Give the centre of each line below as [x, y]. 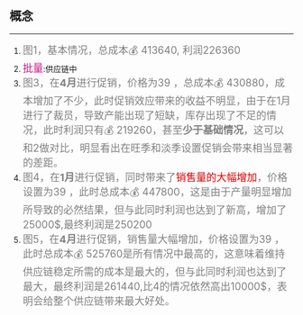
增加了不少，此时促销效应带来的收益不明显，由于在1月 [162, 100]
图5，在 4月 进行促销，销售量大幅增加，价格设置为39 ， [154, 239]
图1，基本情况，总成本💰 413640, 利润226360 [131, 50]
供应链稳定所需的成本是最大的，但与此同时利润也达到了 [154, 271]
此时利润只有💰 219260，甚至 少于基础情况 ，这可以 [164, 130]
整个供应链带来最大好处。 [114, 301]
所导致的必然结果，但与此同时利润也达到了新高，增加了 [154, 210]
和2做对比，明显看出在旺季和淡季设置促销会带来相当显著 [157, 148]
